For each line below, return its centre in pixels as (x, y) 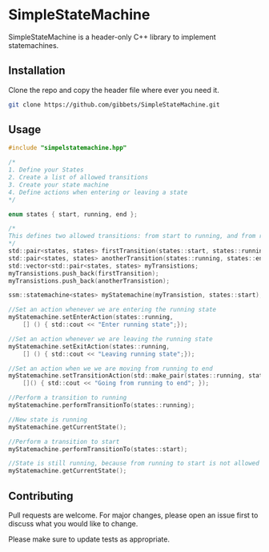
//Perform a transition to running (68, 398)
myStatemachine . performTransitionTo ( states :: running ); (102, 405)
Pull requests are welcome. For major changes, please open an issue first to (133, 515)
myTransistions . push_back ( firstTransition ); (84, 273)
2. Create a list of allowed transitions (78, 178)
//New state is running (48, 419)
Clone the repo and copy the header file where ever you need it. (114, 90)
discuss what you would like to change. (73, 524)
